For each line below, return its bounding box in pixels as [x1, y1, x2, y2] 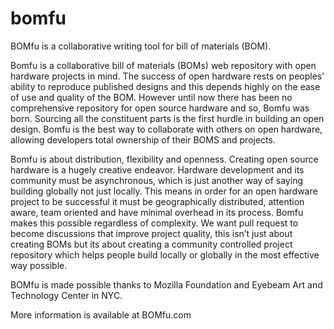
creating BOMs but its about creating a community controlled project [10, 238, 293, 250]
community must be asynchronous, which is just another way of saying [10, 174, 304, 186]
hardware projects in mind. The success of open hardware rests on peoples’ [10, 70, 325, 82]
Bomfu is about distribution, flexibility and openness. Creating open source [10, 153, 319, 165]
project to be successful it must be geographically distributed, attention [10, 195, 305, 207]
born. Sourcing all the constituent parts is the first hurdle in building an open [10, 112, 325, 124]
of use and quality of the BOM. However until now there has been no [10, 91, 293, 103]
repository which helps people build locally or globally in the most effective [10, 248, 320, 261]
